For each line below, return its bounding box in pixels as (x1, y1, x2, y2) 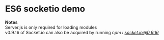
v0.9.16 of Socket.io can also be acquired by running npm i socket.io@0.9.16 (5, 29, 159, 35)
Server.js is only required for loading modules (5, 24, 97, 30)
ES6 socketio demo (5, 3, 85, 14)
